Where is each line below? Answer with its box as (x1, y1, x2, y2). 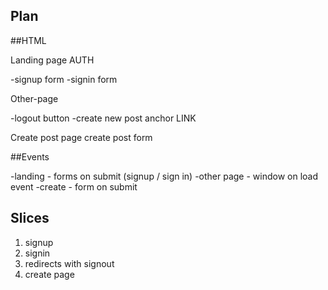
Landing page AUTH (10, 54, 95, 66)
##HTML (10, 34, 47, 46)
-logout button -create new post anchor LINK (10, 112, 197, 124)
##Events (10, 150, 50, 163)
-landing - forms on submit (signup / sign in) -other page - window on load (10, 170, 319, 182)
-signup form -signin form (10, 73, 118, 85)
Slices (10, 210, 50, 227)
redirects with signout (24, 257, 115, 269)
